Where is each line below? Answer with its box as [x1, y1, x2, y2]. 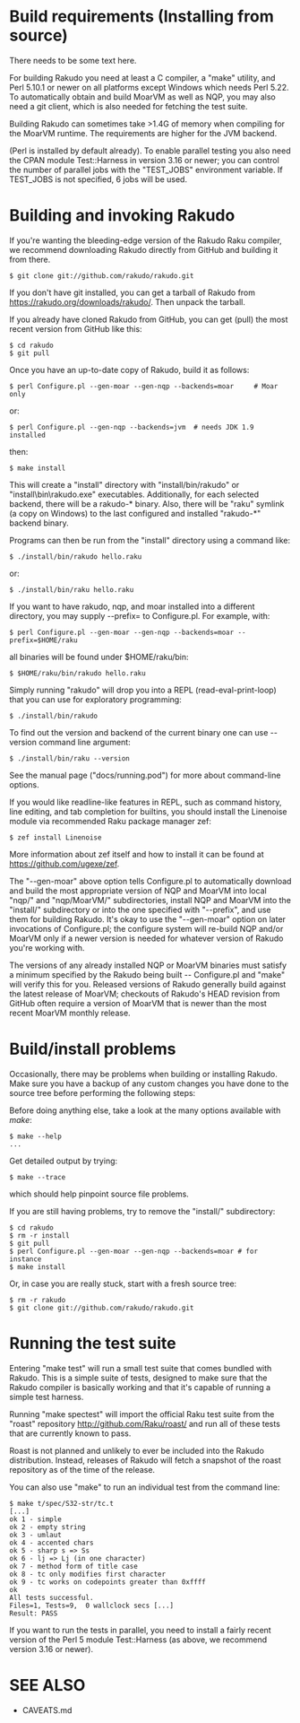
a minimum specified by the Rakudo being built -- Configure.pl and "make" [9, 969, 286, 979]
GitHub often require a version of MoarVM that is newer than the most [9, 997, 267, 1008]
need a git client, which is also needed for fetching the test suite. [9, 100, 248, 111]
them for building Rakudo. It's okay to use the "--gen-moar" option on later [9, 913, 287, 925]
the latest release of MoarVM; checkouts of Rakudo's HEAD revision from [9, 988, 280, 999]
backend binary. [9, 518, 69, 528]
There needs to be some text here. [9, 55, 137, 65]
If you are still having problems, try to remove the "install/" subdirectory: [9, 1205, 276, 1216]
